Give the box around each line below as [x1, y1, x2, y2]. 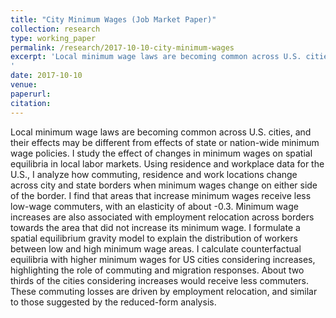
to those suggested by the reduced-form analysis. [10, 296, 217, 308]
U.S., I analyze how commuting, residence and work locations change [10, 168, 298, 180]
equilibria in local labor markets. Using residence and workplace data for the [10, 157, 325, 170]
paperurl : [10, 89, 52, 99]
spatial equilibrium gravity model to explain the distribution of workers [10, 232, 298, 244]
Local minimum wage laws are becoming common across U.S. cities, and [10, 126, 312, 138]
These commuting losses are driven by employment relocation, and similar [10, 285, 318, 297]
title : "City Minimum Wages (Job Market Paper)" [10, 14, 217, 25]
